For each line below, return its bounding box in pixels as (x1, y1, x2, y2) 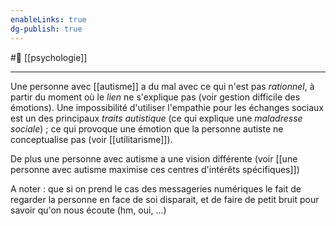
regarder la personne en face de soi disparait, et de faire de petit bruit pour (10, 193, 320, 205)
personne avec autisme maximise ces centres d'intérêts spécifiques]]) (10, 163, 300, 175)
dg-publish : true (10, 24, 83, 34)
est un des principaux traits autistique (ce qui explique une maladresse (10, 112, 303, 124)
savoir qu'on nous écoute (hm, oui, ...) (10, 204, 167, 216)
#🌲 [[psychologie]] (10, 51, 88, 63)
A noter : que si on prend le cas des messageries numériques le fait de (10, 182, 302, 195)
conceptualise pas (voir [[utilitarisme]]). (10, 133, 173, 145)
